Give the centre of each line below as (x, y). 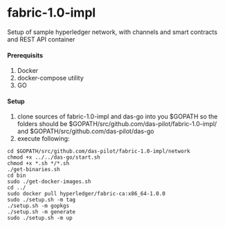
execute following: (43, 139)
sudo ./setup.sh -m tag (42, 200)
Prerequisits (25, 55)
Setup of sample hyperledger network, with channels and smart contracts (112, 32)
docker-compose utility (51, 78)
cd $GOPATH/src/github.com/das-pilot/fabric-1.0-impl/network (99, 151)
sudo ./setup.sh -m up (40, 218)
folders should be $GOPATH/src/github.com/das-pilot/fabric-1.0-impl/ (117, 124)
